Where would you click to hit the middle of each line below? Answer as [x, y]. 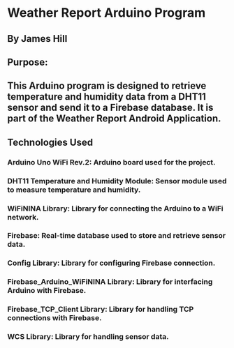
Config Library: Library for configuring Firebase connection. [111, 263]
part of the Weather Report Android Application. [114, 119]
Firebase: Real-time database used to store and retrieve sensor [116, 236]
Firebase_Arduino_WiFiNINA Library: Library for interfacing [110, 282]
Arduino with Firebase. [47, 291]
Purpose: [28, 62]
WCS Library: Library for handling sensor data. [88, 337]
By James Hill [37, 39]
